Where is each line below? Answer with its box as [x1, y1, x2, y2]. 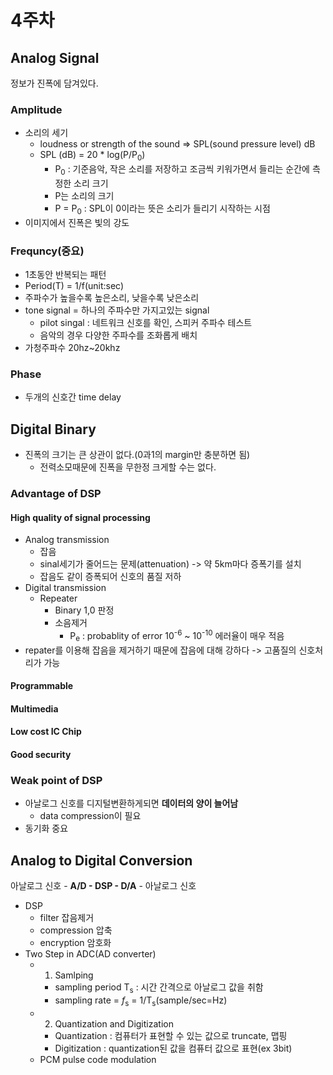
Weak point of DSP [10, 773, 103, 787]
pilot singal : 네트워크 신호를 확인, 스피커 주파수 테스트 [39, 316, 253, 328]
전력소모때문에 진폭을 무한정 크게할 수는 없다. [39, 461, 217, 473]
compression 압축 [39, 924, 113, 936]
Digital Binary [10, 421, 97, 438]
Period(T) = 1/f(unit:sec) [24, 279, 125, 291]
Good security [10, 749, 72, 761]
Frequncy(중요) [10, 244, 85, 258]
